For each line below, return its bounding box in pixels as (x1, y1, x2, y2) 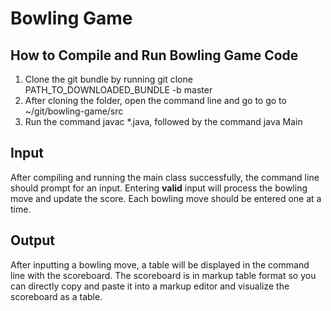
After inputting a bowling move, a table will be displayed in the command (10, 258, 310, 271)
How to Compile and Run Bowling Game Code (10, 47, 299, 64)
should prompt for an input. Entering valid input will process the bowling (10, 182, 308, 194)
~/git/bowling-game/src (24, 105, 124, 117)
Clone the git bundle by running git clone (24, 73, 193, 85)
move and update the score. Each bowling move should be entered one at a (10, 192, 322, 204)
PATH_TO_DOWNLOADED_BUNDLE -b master (24, 84, 213, 96)
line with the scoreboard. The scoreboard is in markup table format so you (10, 269, 317, 281)
